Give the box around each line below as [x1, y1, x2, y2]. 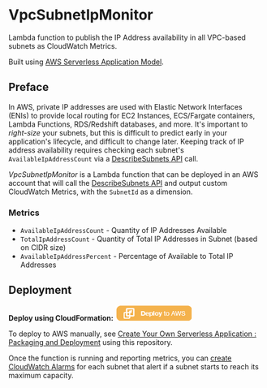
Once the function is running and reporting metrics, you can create [8, 353, 232, 363]
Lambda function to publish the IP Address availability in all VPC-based [8, 32, 246, 42]
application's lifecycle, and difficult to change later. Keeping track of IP [8, 136, 245, 146]
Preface [8, 80, 50, 94]
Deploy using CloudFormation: [8, 313, 114, 322]
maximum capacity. [8, 370, 74, 380]
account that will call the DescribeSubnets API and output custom [8, 178, 228, 188]
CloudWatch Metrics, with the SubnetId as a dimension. [8, 187, 193, 196]
